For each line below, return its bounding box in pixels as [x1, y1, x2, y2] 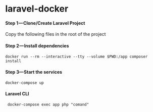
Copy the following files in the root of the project [5, 31, 106, 37]
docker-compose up [5, 80, 44, 85]
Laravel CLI [5, 91, 29, 97]
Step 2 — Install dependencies [5, 42, 69, 48]
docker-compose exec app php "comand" [7, 102, 89, 107]
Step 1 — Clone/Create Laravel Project [5, 20, 85, 26]
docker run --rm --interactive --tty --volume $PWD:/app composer [5, 54, 148, 59]
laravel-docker [5, 3, 69, 15]
